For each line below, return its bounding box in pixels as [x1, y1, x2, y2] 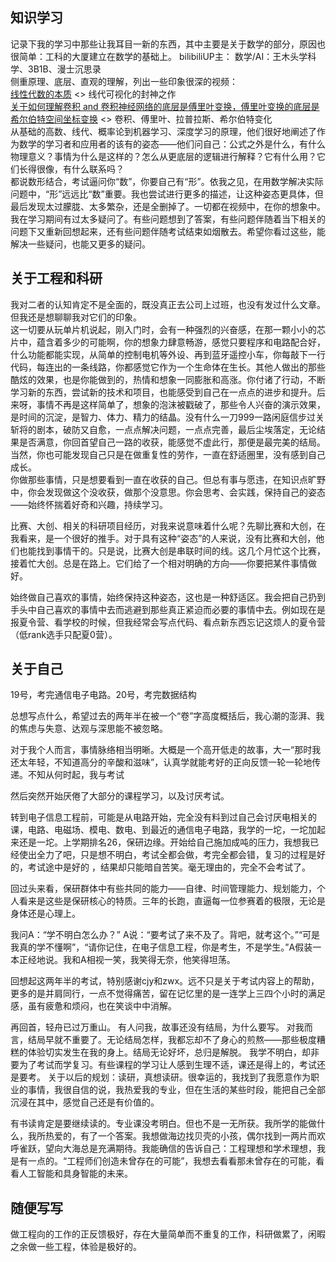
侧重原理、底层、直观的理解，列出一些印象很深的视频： [10, 75, 238, 87]
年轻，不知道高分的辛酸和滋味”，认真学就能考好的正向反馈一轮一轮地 [27, 756, 313, 768]
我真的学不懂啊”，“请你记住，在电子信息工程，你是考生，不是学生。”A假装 [10, 941, 313, 953]
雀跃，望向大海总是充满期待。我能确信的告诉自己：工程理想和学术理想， [18, 1143, 317, 1155]
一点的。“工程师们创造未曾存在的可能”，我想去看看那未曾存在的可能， [27, 1155, 317, 1167]
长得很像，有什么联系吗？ [18, 163, 125, 175]
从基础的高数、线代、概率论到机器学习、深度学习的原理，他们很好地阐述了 [10, 125, 317, 137]
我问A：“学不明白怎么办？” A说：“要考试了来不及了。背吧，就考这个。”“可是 [10, 929, 321, 941]
